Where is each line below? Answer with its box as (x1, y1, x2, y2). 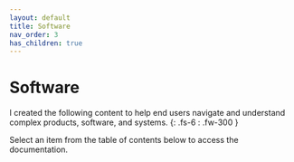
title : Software (9, 22, 71, 31)
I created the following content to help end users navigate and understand (9, 108, 286, 119)
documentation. (9, 144, 69, 155)
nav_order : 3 (9, 30, 59, 39)
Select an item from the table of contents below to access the (9, 135, 239, 146)
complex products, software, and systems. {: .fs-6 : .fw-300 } (9, 117, 239, 128)
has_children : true (9, 38, 83, 48)
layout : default (9, 13, 71, 23)
